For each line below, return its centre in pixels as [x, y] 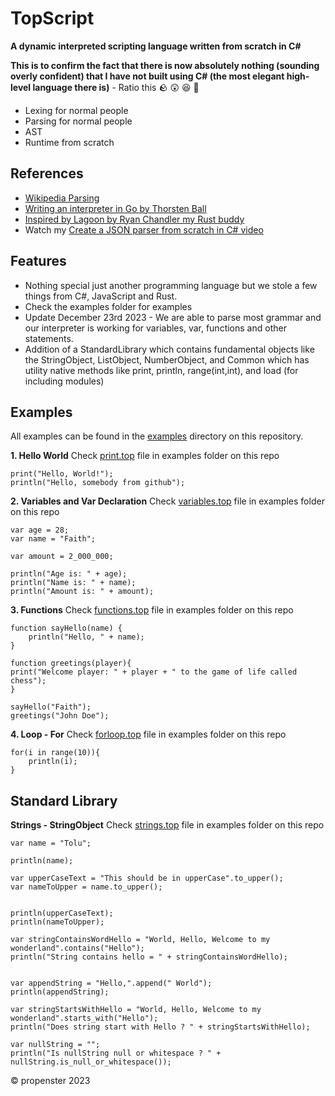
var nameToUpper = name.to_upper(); [86, 887]
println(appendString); [60, 992]
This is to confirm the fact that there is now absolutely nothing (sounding [165, 65]
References [47, 173]
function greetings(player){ [71, 663]
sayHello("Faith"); [51, 707]
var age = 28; [40, 530]
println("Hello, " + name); [86, 637]
